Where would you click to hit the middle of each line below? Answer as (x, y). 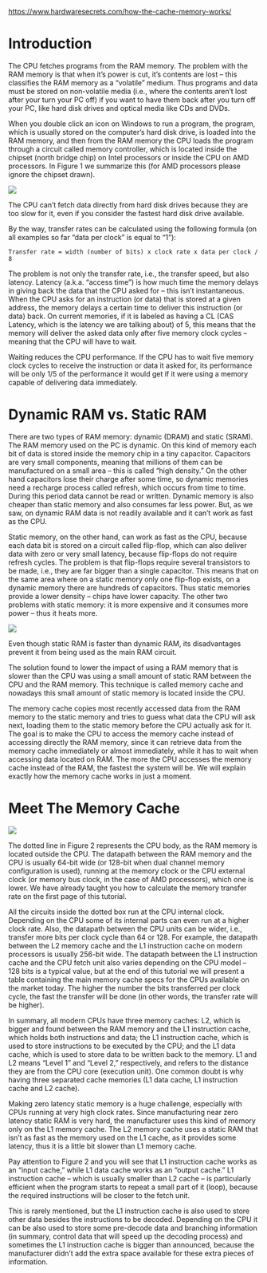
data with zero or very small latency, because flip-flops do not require (123, 554)
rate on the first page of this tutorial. (68, 896)
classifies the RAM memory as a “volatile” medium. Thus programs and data (133, 82)
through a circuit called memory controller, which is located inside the (123, 149)
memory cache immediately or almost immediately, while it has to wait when (133, 751)
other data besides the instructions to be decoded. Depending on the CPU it (133, 1219)
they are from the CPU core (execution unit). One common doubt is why (126, 1071)
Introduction (50, 44)
